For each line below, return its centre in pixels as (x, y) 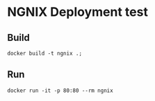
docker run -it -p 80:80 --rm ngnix (60, 91)
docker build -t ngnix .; (44, 53)
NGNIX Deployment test (77, 12)
